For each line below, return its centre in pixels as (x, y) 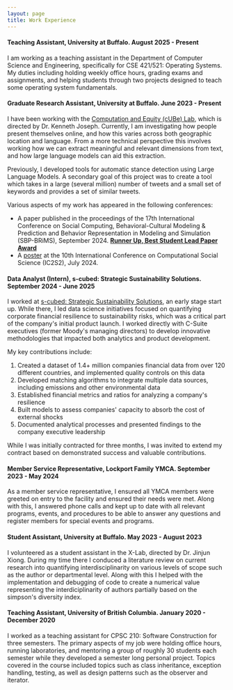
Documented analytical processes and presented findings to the (109, 424)
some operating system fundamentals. (62, 87)
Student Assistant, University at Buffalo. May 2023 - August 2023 (105, 537)
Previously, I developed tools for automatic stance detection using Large (111, 169)
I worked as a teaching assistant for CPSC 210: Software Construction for (112, 635)
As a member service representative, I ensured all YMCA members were (111, 492)
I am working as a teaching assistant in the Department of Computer (105, 58)
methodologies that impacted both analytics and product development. (109, 339)
